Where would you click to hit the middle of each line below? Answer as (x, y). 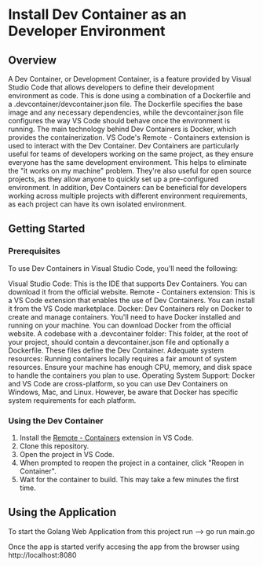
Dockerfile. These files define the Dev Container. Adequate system (116, 350)
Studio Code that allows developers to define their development (111, 87)
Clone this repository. (54, 446)
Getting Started (47, 229)
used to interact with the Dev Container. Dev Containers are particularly (124, 146)
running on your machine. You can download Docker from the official (120, 325)
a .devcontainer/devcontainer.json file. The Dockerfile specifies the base (126, 104)
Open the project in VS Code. (67, 454)
